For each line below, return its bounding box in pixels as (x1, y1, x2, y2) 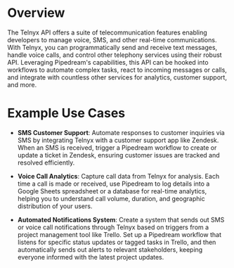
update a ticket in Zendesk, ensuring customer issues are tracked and (17, 151, 220, 159)
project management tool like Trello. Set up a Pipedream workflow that (17, 230, 221, 238)
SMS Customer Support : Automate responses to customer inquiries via (17, 128, 225, 136)
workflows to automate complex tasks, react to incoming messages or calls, (7, 65, 227, 74)
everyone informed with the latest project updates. (17, 253, 164, 261)
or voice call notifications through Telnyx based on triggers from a (17, 223, 209, 231)
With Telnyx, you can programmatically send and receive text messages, (7, 43, 218, 51)
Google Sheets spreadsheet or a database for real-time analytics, (17, 186, 207, 195)
